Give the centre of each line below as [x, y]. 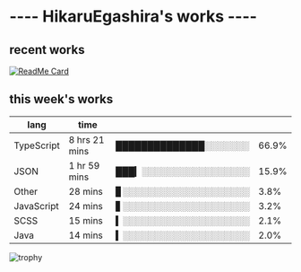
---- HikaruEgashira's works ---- [133, 17]
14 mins [86, 235]
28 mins [86, 191]
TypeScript [37, 145]
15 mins [86, 220]
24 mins [86, 206]
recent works [47, 50]
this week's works [61, 99]
